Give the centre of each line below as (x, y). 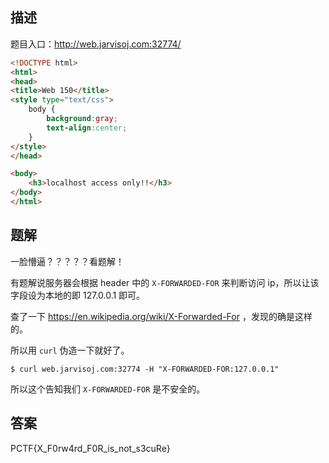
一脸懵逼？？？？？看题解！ (67, 261)
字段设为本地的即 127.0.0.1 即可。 (78, 295)
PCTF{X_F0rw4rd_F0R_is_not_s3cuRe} (90, 448)
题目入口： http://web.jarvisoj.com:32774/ (96, 44)
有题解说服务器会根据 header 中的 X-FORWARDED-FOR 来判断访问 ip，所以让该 (165, 282)
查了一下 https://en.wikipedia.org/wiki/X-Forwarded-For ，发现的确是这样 (161, 316)
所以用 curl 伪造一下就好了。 (70, 350)
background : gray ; (82, 119)
